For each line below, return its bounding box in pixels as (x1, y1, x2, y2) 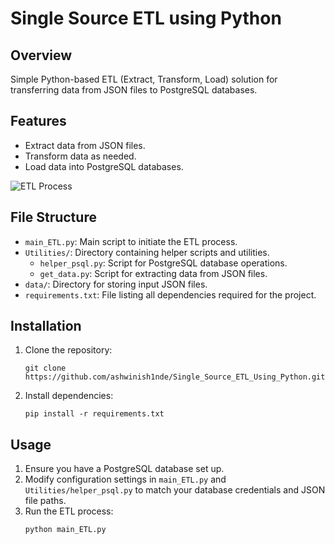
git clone (24, 363, 67, 374)
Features (10, 113, 67, 130)
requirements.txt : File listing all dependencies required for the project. (24, 288, 317, 301)
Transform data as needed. (24, 150, 137, 162)
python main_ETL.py (24, 525, 107, 535)
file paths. (24, 495, 67, 507)
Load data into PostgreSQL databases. (24, 160, 184, 172)
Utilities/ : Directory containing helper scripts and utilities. (24, 246, 270, 258)
